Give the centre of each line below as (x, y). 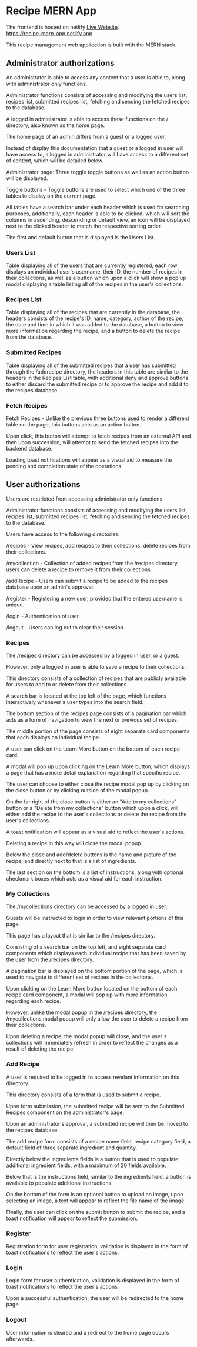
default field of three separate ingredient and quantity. (72, 1148)
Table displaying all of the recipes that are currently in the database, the (93, 312)
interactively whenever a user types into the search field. (75, 702)
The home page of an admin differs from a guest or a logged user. (86, 136)
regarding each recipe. (34, 1001)
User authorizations (43, 484)
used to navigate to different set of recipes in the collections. (80, 977)
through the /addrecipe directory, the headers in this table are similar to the (97, 371)
